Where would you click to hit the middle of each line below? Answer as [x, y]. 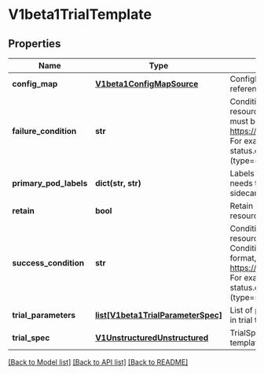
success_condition [48, 263]
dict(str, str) [118, 183]
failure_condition [44, 131]
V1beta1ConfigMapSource [147, 84]
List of [241, 310]
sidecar [244, 193]
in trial [241, 320]
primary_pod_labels [50, 183]
